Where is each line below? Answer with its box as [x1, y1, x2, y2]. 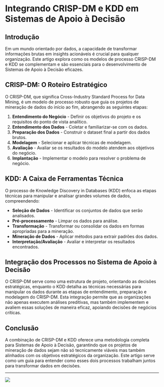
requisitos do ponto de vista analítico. [12, 118, 88, 125]
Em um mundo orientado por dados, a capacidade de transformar [5, 46, 137, 51]
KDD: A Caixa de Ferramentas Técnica [5, 175, 123, 183]
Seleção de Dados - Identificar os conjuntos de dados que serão [12, 207, 143, 213]
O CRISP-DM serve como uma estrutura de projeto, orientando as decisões [5, 278, 156, 284]
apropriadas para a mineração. [12, 228, 74, 234]
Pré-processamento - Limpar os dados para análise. [12, 218, 119, 224]
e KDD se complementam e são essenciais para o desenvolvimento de [5, 62, 147, 67]
